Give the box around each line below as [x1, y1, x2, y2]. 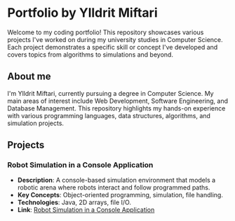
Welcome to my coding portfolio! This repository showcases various [7, 28, 204, 36]
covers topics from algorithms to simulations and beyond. [7, 50, 174, 59]
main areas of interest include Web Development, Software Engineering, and [7, 97, 229, 105]
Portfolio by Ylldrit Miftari [7, 5, 158, 21]
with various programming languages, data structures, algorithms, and [7, 111, 210, 120]
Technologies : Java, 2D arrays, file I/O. [17, 198, 132, 207]
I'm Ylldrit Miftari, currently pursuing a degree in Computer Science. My [7, 89, 214, 97]
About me [7, 71, 51, 83]
